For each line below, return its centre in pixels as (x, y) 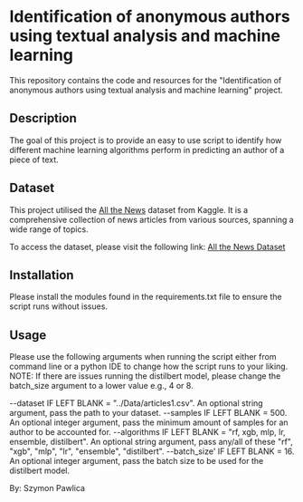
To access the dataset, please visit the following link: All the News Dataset (147, 246)
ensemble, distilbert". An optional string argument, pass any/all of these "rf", (151, 442)
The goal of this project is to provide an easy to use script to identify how (146, 140)
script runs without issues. (59, 306)
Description (43, 118)
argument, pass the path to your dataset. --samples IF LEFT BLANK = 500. (148, 413)
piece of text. (34, 159)
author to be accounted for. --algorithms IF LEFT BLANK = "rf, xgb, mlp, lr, (148, 432)
